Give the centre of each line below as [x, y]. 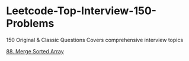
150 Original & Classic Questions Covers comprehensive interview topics [95, 40]
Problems [30, 23]
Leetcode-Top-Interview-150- [81, 11]
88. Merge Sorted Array [35, 51]
